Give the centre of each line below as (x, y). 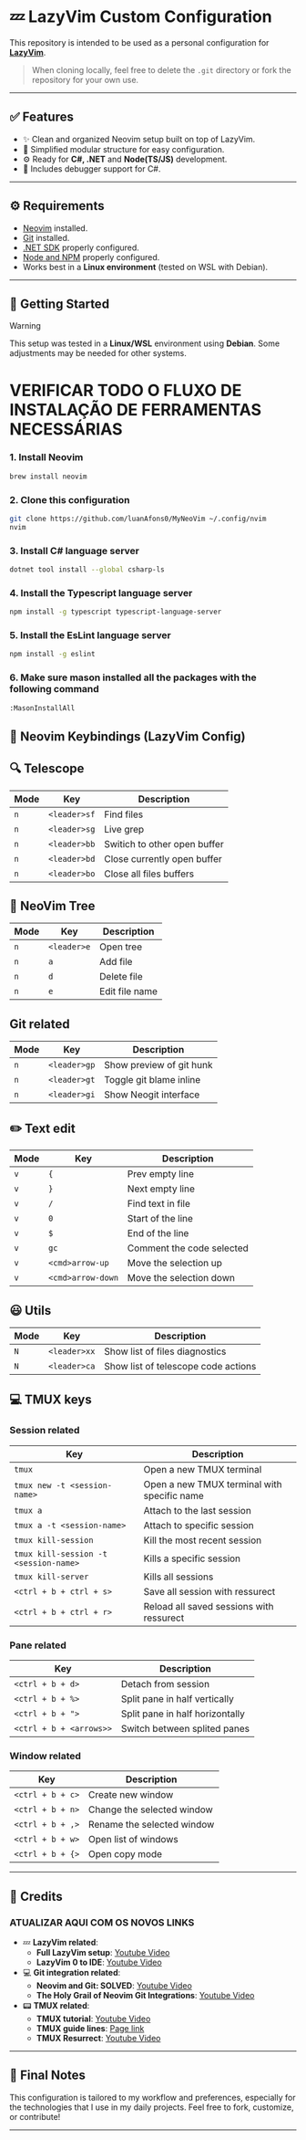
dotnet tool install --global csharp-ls (87, 570)
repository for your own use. (85, 79)
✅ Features (42, 117)
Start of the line (160, 1219)
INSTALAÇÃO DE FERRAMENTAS (136, 409)
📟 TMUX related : (56, 2005)
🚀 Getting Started (60, 304)
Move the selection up (175, 1264)
